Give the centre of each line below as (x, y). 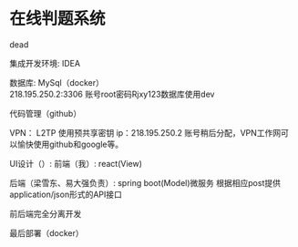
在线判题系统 (58, 19)
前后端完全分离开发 (46, 213)
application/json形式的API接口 (66, 194)
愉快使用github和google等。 (70, 144)
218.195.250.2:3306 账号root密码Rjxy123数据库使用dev (112, 94)
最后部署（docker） (46, 232)
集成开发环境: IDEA (45, 63)
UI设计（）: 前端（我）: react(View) (76, 163)
